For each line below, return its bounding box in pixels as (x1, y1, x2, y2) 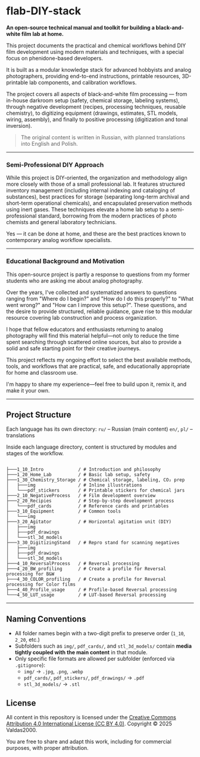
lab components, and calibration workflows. (29, 79, 137, 86)
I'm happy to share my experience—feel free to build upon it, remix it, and (6, 381, 187, 388)
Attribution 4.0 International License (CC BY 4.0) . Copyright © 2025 (6, 720, 173, 727)
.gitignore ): (14, 661, 46, 669)
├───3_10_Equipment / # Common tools (6, 508, 121, 514)
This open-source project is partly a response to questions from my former (6, 271, 190, 278)
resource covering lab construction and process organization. (6, 314, 158, 321)
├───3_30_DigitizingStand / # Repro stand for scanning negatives (6, 540, 180, 546)
